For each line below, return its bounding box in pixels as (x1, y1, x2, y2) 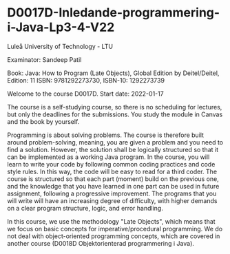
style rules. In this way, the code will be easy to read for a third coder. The (7, 167, 218, 176)
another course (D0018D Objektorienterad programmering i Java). (7, 239, 195, 247)
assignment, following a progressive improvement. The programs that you (7, 189, 217, 198)
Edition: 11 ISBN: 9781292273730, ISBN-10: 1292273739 (7, 76, 165, 84)
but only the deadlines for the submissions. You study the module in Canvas (7, 110, 223, 118)
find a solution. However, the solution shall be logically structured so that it (7, 145, 219, 154)
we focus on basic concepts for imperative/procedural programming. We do (7, 224, 222, 233)
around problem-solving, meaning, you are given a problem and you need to (7, 138, 224, 146)
